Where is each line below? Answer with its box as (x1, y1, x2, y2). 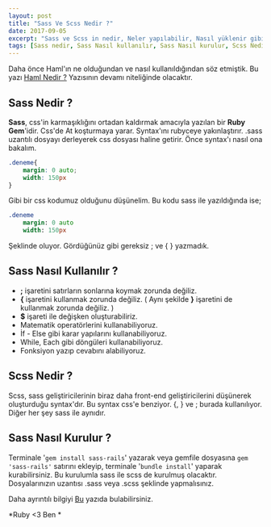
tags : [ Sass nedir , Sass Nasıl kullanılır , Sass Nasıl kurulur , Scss (8, 42, 248, 50)
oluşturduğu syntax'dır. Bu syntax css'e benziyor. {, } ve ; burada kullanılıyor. (8, 399, 262, 408)
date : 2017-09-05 (8, 27, 67, 35)
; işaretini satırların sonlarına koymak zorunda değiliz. (19, 286, 198, 295)
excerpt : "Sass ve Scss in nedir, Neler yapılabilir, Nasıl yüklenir (8, 34, 248, 43)
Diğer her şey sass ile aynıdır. (8, 408, 106, 417)
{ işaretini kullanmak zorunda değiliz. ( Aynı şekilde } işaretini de (19, 294, 233, 303)
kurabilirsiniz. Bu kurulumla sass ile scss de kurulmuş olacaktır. (8, 470, 218, 479)
